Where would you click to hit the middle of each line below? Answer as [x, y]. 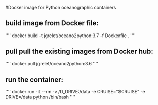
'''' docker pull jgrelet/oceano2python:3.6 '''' [52, 63]
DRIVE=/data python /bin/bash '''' [41, 97]
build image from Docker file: [52, 23]
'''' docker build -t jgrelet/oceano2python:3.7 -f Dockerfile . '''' [70, 36]
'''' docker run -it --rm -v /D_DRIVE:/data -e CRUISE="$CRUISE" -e [75, 92]
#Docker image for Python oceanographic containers [61, 7]
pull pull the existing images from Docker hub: [79, 51]
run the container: [34, 80]
